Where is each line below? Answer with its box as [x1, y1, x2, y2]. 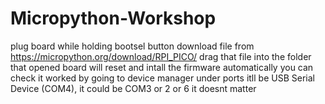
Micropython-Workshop [10, 7, 217, 30]
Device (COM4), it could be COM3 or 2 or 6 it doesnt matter [10, 82, 257, 94]
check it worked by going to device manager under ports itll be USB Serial [10, 72, 315, 84]
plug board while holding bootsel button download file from [10, 40, 255, 52]
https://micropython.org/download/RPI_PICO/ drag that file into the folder [10, 50, 312, 62]
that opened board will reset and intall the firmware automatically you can [10, 61, 314, 73]
